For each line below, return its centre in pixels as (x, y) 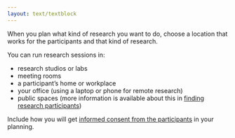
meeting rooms (39, 76)
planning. (21, 126)
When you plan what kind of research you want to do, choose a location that (117, 34)
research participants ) (49, 105)
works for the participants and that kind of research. (82, 41)
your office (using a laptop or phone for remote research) (100, 90)
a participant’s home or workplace (67, 83)
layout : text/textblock (42, 14)
